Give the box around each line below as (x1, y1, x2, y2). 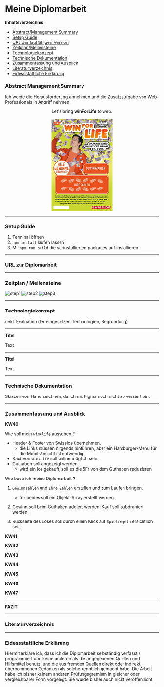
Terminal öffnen (12, 234, 44, 240)
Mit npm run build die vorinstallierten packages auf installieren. (12, 244, 140, 250)
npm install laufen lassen (12, 239, 64, 245)
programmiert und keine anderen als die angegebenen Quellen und (5, 655, 140, 661)
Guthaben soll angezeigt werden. (12, 461, 79, 467)
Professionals (5, 99, 33, 105)
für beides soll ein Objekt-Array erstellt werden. (19, 495, 115, 500)
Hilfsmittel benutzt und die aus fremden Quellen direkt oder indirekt (5, 661, 141, 666)
